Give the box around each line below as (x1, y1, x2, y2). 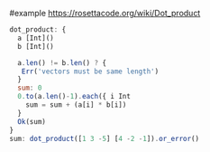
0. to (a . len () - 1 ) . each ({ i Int (17, 92, 131, 101)
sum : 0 (17, 83, 42, 93)
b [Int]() (17, 42, 54, 51)
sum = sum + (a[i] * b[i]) (25, 100, 127, 109)
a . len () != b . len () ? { (17, 58, 106, 67)
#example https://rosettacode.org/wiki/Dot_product (9, 8, 201, 18)
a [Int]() (17, 33, 54, 43)
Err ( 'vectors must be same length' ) (21, 67, 160, 76)
